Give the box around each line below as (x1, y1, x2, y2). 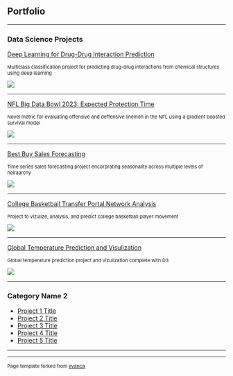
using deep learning (7, 69, 52, 77)
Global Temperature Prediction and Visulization (7, 243, 142, 252)
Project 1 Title (17, 307, 57, 315)
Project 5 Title (17, 336, 58, 345)
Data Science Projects (7, 34, 83, 44)
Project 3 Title (17, 322, 58, 330)
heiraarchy (7, 169, 31, 176)
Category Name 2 (7, 291, 68, 301)
